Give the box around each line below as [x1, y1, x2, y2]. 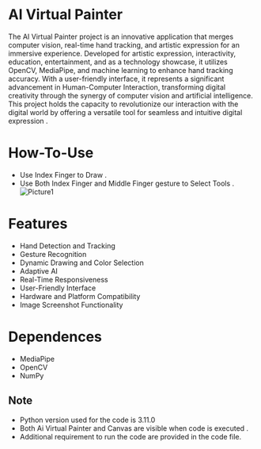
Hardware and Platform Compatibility [19, 291, 141, 301]
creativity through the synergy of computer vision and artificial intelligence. [8, 90, 253, 100]
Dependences [8, 328, 103, 346]
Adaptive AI [19, 266, 58, 275]
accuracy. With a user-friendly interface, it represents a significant [8, 74, 225, 83]
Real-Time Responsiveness [19, 274, 108, 284]
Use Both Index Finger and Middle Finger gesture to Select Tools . [19, 178, 235, 188]
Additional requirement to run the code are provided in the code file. [19, 432, 242, 441]
